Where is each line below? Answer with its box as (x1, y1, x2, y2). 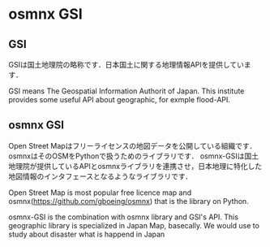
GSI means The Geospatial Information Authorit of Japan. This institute (8, 86, 245, 96)
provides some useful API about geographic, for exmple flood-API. (8, 95, 231, 104)
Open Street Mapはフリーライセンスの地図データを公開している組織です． (8, 141, 257, 150)
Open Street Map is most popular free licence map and (8, 188, 192, 197)
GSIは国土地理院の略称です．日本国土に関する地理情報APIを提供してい (8, 60, 245, 69)
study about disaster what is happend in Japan (8, 229, 165, 239)
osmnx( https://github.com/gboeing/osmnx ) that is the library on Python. (8, 196, 249, 206)
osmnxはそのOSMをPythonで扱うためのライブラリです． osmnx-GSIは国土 (8, 151, 259, 161)
